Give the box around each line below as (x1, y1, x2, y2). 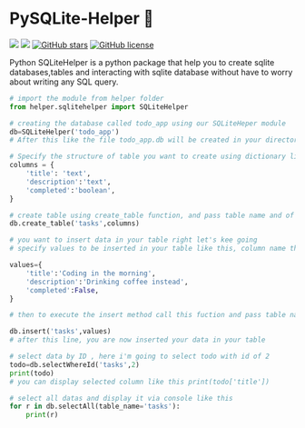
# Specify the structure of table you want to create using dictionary (9, 152, 286, 162)
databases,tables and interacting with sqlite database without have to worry (9, 66, 293, 77)
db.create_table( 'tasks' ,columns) (9, 219, 141, 228)
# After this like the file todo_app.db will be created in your (9, 135, 261, 144)
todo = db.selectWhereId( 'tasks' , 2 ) (9, 360, 141, 369)
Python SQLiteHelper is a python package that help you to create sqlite (9, 56, 275, 67)
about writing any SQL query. (9, 76, 119, 87)
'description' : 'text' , (25, 177, 112, 186)
